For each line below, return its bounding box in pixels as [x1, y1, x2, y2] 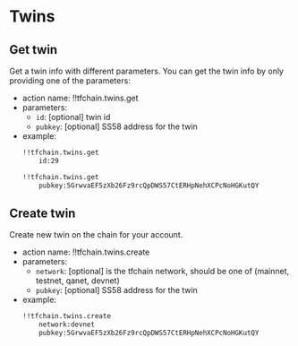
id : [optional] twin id [35, 112, 111, 122]
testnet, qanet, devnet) [35, 275, 121, 286]
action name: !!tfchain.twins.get [21, 92, 139, 103]
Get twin [9, 42, 58, 57]
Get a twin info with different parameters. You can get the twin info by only [9, 65, 285, 76]
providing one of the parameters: [9, 75, 132, 86]
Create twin [9, 205, 76, 221]
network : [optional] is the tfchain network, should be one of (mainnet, [35, 266, 290, 277]
